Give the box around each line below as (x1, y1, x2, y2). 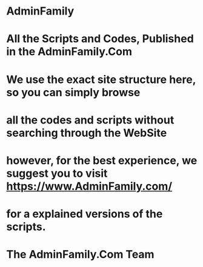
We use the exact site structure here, (6, 73, 196, 86)
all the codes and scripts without (6, 113, 175, 127)
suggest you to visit (6, 166, 108, 180)
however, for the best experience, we (6, 153, 198, 167)
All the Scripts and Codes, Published (6, 32, 194, 46)
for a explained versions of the (6, 207, 163, 221)
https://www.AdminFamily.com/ (6, 179, 173, 193)
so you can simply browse (6, 85, 141, 99)
